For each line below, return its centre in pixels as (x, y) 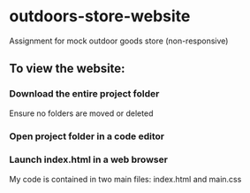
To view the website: (67, 69)
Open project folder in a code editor (87, 136)
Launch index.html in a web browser (88, 159)
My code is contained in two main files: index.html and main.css (125, 179)
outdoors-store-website (100, 16)
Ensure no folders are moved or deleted (81, 113)
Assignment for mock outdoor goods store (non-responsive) (119, 41)
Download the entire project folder (84, 94)
